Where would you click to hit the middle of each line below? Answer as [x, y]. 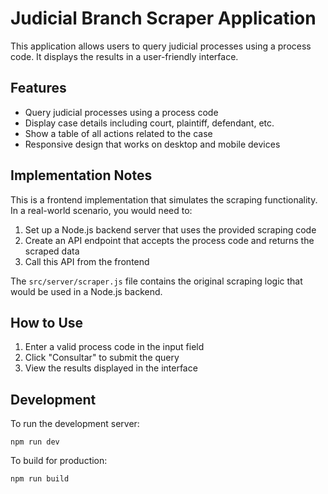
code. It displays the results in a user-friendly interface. [124, 56]
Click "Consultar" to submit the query [102, 358]
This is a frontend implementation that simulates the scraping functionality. [164, 199]
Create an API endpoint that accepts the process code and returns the [169, 240]
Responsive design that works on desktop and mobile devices [152, 144]
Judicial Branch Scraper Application [163, 18]
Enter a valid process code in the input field [114, 347]
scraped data [52, 251]
